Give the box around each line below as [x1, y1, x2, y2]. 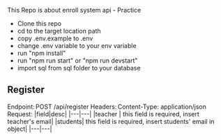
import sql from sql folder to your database [17, 64, 141, 72]
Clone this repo [17, 20, 61, 27]
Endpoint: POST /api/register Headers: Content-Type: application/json [7, 102, 207, 111]
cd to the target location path [17, 27, 101, 35]
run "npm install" [17, 49, 66, 57]
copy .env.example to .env [17, 34, 93, 42]
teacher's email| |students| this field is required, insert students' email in [7, 117, 215, 125]
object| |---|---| [7, 125, 52, 133]
